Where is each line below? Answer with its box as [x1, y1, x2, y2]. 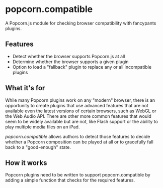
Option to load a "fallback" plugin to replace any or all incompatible [12, 64, 152, 70]
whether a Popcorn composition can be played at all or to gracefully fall [5, 139, 153, 145]
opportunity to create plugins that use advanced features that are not [5, 102, 148, 108]
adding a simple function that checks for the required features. [5, 177, 135, 183]
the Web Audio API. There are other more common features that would [5, 113, 152, 119]
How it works [5, 158, 47, 167]
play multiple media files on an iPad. [5, 124, 80, 130]
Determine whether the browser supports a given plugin [12, 59, 129, 65]
